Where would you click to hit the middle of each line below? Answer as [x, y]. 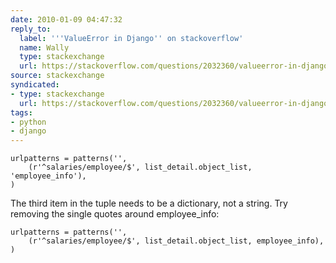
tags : [21, 112]
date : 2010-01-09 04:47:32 [66, 19]
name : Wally [44, 47]
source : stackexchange [57, 76]
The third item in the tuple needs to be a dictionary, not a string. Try [149, 203]
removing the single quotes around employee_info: [115, 214]
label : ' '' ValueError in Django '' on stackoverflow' [131, 38]
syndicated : [35, 85]
